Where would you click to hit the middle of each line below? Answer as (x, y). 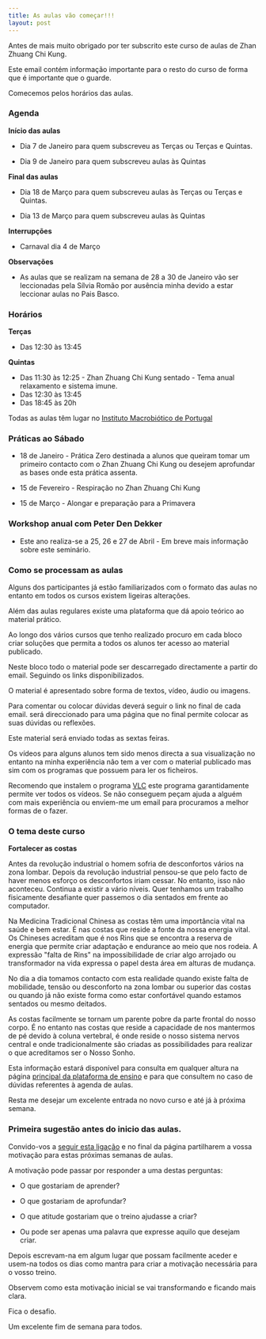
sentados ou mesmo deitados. (57, 1004)
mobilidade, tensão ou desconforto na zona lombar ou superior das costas (130, 987)
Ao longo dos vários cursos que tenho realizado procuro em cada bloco (125, 635)
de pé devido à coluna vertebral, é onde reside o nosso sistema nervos (124, 1036)
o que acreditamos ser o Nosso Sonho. (72, 1053)
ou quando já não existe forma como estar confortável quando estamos (125, 996)
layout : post (30, 23)
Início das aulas (34, 131)
